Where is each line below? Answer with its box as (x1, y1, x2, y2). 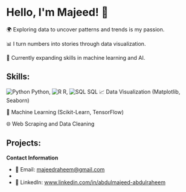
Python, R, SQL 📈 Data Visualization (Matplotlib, (31, 88, 181, 95)
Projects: (6, 138, 41, 149)
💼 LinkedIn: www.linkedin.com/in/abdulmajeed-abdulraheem (14, 178, 166, 186)
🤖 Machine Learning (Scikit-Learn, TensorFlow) (6, 108, 124, 115)
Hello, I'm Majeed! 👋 (6, 5, 109, 19)
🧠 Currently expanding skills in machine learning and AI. (6, 54, 146, 61)
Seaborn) (6, 97, 30, 104)
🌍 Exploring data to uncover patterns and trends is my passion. (6, 25, 165, 33)
